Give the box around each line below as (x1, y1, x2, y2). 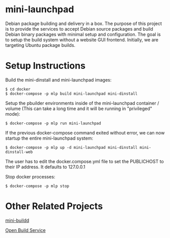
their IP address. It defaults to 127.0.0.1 (5, 164, 86, 170)
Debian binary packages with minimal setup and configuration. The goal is (5, 31, 161, 37)
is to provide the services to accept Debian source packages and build (5, 25, 154, 32)
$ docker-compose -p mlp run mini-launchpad (5, 121, 101, 126)
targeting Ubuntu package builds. (5, 42, 75, 48)
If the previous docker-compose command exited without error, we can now (5, 129, 165, 136)
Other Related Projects (5, 200, 103, 212)
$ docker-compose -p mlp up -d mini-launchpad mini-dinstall (5, 145, 138, 150)
